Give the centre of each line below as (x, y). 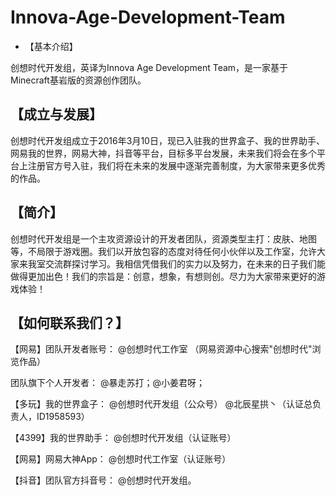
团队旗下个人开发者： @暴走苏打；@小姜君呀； (107, 383)
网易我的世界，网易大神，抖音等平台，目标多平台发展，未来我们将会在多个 (163, 153)
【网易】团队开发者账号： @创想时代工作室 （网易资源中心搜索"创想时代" (161, 349)
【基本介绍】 (51, 46)
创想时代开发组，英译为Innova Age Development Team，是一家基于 (149, 67)
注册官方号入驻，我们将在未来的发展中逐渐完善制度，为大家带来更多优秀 (176, 165)
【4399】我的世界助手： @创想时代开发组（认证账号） (123, 438)
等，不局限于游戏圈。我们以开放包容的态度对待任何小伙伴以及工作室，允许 (163, 251)
